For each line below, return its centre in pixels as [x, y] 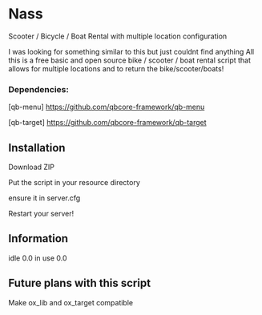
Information [38, 238]
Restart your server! [41, 214]
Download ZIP [31, 167]
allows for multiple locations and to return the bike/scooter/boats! [116, 68]
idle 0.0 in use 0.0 [38, 258]
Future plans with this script [79, 283]
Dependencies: [39, 89]
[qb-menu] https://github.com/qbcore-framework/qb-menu [107, 107]
